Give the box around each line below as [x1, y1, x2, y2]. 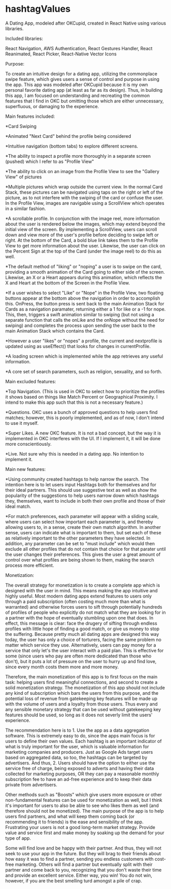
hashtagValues [5, 3, 71, 15]
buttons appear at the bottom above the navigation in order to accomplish [5, 295, 160, 301]
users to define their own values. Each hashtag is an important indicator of [5, 738, 162, 744]
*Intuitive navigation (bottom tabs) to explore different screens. [5, 143, 139, 149]
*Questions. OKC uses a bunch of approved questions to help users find [5, 409, 158, 415]
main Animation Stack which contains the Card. [5, 327, 105, 334]
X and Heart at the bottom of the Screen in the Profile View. [5, 280, 130, 286]
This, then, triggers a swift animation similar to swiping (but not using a [5, 311, 155, 318]
